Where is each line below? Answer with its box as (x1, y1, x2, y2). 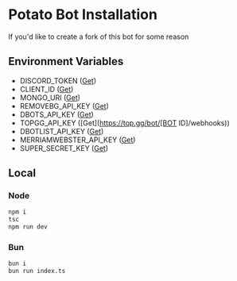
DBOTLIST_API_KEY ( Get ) (19, 126, 104, 136)
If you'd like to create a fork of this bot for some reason (8, 32, 189, 41)
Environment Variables (8, 55, 124, 68)
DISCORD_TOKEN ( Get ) (19, 75, 97, 85)
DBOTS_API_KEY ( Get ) (19, 110, 94, 119)
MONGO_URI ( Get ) (19, 93, 81, 102)
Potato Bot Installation (8, 6, 157, 24)
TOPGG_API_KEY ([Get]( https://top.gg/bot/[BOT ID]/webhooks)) (19, 117, 231, 128)
